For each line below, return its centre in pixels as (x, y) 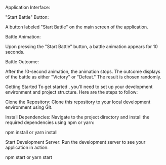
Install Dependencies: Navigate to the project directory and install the (77, 117)
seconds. (15, 52)
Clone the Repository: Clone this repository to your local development (78, 102)
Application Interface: (28, 7)
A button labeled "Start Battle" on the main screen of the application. (77, 27)
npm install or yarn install (31, 132)
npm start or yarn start (29, 157)
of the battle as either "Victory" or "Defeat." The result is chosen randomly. (84, 77)
